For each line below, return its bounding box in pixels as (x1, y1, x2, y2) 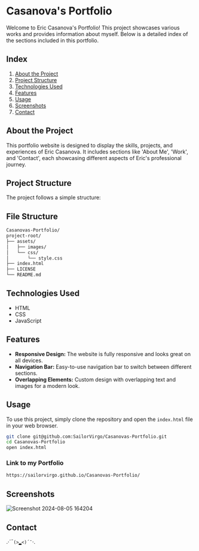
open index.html (6, 445, 47, 451)
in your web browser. (6, 421, 59, 429)
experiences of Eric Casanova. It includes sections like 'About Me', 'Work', (6, 148, 188, 155)
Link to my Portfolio (6, 459, 64, 467)
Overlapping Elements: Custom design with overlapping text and (14, 376, 176, 383)
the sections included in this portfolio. (6, 37, 99, 44)
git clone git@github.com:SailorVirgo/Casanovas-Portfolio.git (6, 433, 167, 439)
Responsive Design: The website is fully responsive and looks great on (14, 350, 191, 357)
